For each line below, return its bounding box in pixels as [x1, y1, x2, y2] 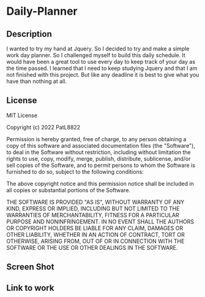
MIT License [6, 112, 38, 119]
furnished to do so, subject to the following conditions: [6, 168, 144, 175]
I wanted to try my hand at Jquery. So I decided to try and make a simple [6, 45, 190, 52]
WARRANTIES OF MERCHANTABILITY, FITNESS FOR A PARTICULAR [6, 211, 179, 218]
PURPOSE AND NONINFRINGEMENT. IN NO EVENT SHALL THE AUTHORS [6, 218, 195, 225]
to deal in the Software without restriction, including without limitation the [6, 148, 191, 156]
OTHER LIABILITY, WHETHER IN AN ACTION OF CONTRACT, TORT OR [6, 231, 185, 238]
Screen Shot [6, 262, 54, 272]
